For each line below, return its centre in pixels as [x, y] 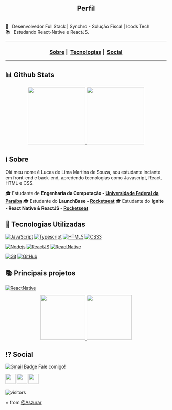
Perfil [86, 8]
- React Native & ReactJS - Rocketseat [47, 208]
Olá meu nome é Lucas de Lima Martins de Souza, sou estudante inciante [83, 172]
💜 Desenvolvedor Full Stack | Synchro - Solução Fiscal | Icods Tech [78, 26]
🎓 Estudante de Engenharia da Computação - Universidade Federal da [82, 193]
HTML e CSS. [20, 183]
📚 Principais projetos [40, 273]
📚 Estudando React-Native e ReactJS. [47, 32]
